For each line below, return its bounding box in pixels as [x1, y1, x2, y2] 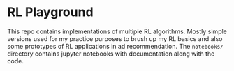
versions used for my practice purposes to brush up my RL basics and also [7, 34, 223, 42]
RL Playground [7, 4, 94, 20]
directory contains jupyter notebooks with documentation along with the [7, 49, 215, 58]
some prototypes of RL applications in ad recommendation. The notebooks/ [7, 42, 224, 50]
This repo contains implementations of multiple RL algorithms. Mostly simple [7, 27, 227, 35]
